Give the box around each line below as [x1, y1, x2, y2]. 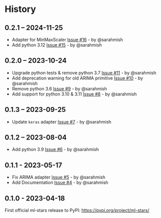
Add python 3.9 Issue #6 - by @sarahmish [11, 146, 99, 152]
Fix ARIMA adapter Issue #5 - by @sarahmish [11, 174, 106, 180]
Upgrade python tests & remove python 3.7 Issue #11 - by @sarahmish [11, 69, 157, 75]
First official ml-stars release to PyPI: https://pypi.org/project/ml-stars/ [4, 207, 150, 213]
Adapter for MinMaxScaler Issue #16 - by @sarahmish [11, 36, 123, 42]
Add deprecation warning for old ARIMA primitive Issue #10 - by [11, 75, 143, 81]
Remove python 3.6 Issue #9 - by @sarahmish [11, 85, 107, 91]
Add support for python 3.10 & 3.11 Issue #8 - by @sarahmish [11, 91, 137, 97]
